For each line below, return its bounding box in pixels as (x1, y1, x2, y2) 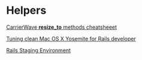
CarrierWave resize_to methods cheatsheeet (6, 23, 117, 31)
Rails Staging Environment (6, 46, 71, 54)
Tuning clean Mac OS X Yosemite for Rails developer (6, 35, 136, 42)
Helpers (6, 4, 47, 17)
